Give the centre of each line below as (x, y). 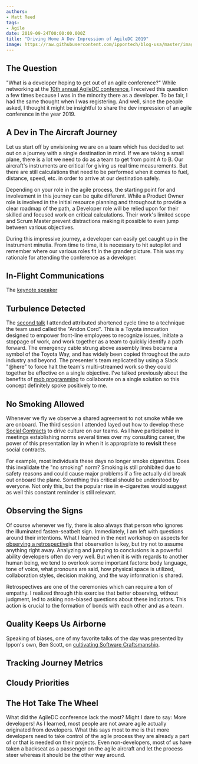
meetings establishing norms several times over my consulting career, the (96, 437)
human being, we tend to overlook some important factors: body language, (97, 563)
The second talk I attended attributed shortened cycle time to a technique (95, 323)
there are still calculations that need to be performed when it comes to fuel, (98, 172)
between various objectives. (40, 227)
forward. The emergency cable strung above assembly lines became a (92, 348)
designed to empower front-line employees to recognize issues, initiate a (95, 335)
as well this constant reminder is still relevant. (61, 492)
